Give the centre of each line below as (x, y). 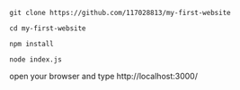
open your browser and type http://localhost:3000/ (103, 76)
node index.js (36, 60)
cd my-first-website (48, 29)
